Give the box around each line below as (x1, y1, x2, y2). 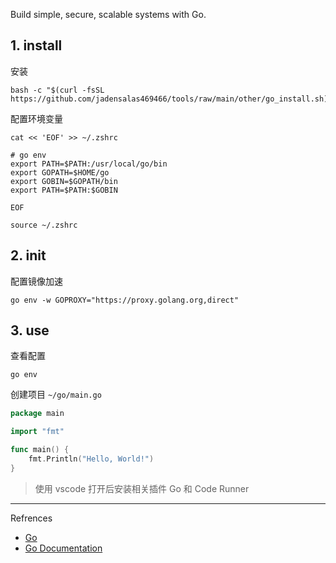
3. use (10, 322, 50, 339)
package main (10, 409, 65, 419)
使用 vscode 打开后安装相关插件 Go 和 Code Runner (34, 482, 250, 494)
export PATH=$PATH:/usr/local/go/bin (10, 159, 168, 169)
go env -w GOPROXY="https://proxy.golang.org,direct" (10, 295, 240, 305)
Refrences (10, 512, 53, 524)
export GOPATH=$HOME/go (10, 167, 110, 178)
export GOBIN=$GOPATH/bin (10, 176, 118, 186)
